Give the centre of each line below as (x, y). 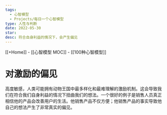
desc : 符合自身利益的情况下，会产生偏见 (42, 38)
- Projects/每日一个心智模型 (37, 19)
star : (11, 33)
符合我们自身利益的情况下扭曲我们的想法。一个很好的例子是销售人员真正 (88, 95)
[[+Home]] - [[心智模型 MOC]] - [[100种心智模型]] (56, 52)
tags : (11, 10)
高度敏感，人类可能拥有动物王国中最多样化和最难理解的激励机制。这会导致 (81, 88)
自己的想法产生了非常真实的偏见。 (40, 107)
